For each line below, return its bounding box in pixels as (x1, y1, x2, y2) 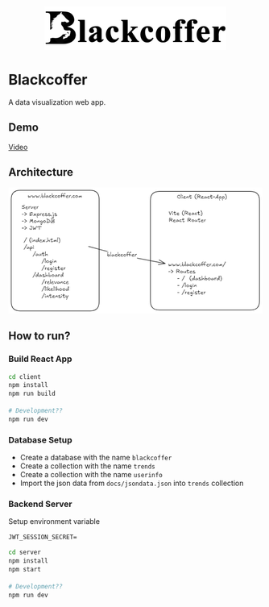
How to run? (8, 329, 71, 343)
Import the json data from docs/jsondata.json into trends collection (19, 478, 244, 489)
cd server (8, 548, 42, 557)
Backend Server (8, 498, 72, 509)
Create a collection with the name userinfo (19, 470, 163, 480)
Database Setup (8, 434, 72, 445)
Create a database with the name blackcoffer (19, 453, 172, 463)
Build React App (8, 353, 72, 364)
